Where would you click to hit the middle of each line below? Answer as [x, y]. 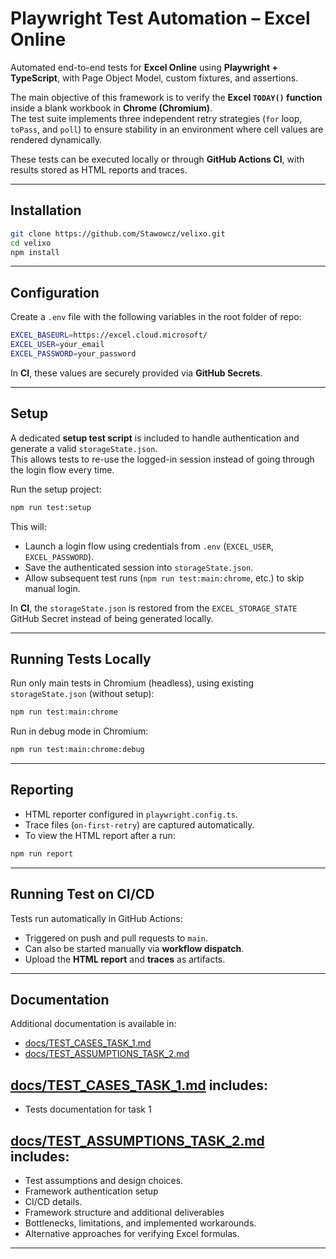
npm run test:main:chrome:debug [77, 750]
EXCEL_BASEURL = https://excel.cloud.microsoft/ [109, 335]
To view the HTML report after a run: [100, 835]
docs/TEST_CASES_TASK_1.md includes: [139, 1085]
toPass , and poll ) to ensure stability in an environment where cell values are [167, 129]
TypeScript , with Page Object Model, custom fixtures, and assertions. [154, 78]
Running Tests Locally [81, 658]
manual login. [52, 588]
